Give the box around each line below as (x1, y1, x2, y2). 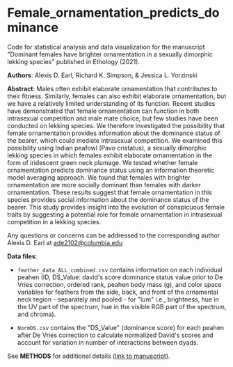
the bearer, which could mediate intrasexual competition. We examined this (7, 136, 223, 144)
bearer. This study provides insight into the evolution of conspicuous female (7, 203, 225, 211)
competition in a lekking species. (7, 217, 102, 226)
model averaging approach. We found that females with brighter (7, 173, 191, 182)
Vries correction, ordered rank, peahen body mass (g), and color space (17, 280, 222, 288)
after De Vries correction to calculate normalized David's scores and (17, 331, 214, 339)
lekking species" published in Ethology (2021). (7, 57, 140, 65)
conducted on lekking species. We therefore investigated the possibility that (7, 121, 225, 130)
